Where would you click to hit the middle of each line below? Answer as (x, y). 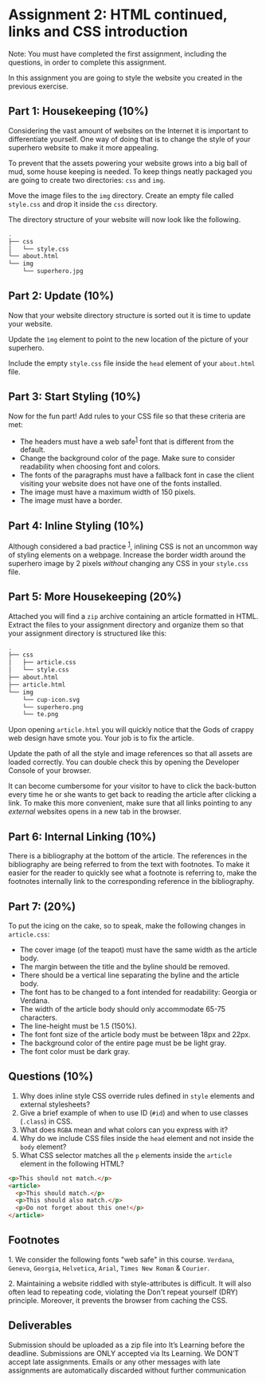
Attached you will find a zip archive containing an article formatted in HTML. (133, 616)
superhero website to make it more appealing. (84, 147)
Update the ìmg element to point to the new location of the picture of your (129, 339)
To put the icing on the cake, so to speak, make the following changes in (127, 925)
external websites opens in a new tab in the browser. (95, 811)
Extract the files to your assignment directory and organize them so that (126, 624)
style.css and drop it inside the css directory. (83, 204)
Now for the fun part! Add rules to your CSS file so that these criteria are (127, 416)
